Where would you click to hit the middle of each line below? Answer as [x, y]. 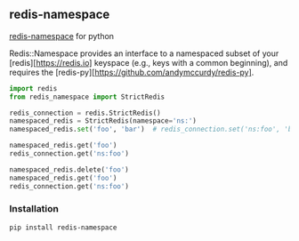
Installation [34, 209]
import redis [33, 88]
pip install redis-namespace [63, 227]
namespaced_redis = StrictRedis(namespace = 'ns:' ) [103, 121]
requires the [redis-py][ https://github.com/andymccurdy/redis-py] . [132, 72]
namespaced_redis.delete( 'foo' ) [69, 169]
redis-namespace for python [61, 36]
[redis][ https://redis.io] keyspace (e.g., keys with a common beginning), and [149, 62]
